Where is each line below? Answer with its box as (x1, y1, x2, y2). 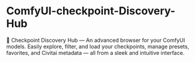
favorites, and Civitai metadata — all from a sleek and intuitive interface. (6, 49, 185, 56)
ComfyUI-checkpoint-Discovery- (6, 4, 176, 18)
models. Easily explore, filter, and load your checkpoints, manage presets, (6, 43, 190, 50)
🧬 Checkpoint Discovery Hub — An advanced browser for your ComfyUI (6, 36, 185, 44)
